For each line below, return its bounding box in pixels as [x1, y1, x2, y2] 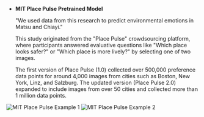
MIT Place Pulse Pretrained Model [15, 5, 103, 12]
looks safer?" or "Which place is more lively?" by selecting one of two [15, 48, 191, 55]
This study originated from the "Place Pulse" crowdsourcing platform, [15, 35, 191, 42]
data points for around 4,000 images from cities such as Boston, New [15, 73, 191, 79]
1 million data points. [15, 92, 67, 99]
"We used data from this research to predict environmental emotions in [15, 17, 194, 24]
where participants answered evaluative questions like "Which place [15, 42, 188, 48]
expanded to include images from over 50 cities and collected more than [15, 85, 199, 93]
